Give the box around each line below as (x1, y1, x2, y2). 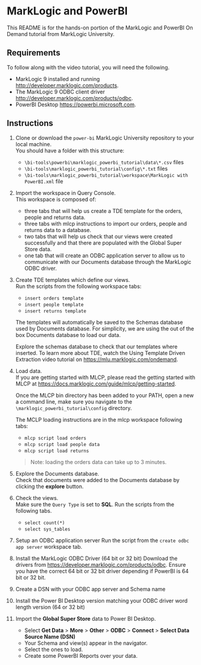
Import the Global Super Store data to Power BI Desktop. (15, 615, 156, 622)
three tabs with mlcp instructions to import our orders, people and (24, 220, 187, 227)
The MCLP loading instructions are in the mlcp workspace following (15, 416, 182, 423)
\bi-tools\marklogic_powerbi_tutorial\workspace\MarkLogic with (24, 172, 188, 178)
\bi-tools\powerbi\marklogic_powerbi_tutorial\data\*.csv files (24, 158, 184, 166)
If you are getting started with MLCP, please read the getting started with (15, 374, 196, 381)
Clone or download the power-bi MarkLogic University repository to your (15, 134, 194, 142)
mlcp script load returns (24, 448, 89, 454)
